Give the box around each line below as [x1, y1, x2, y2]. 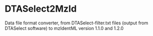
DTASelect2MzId [5, 3, 77, 15]
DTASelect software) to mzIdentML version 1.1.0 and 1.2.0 [5, 25, 124, 31]
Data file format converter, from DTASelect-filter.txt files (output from [5, 20, 148, 26]
